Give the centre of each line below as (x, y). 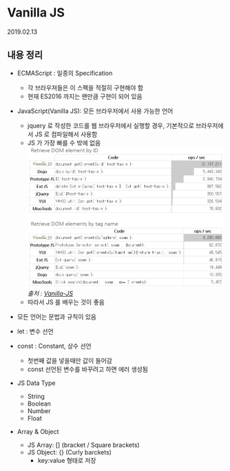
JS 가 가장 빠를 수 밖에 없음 (64, 143)
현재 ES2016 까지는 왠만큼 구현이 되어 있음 (85, 96)
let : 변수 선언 (35, 331)
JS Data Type (36, 383)
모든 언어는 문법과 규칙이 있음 (56, 316)
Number (39, 410)
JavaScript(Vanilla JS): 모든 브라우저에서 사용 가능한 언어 (95, 111)
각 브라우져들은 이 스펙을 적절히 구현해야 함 (85, 87)
